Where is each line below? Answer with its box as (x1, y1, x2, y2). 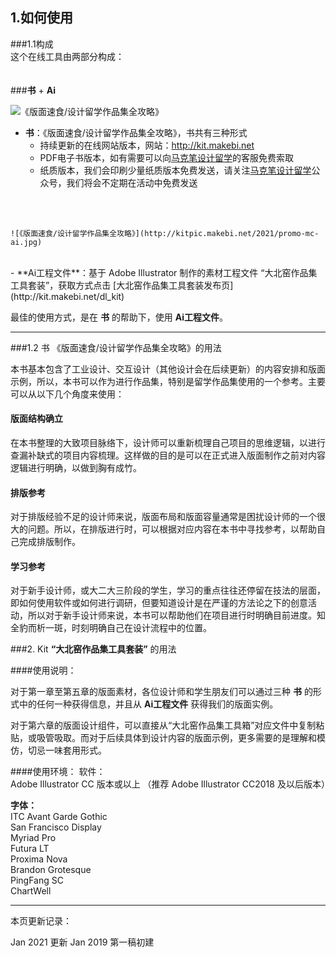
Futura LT (10, 843, 50, 855)
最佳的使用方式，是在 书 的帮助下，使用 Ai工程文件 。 (10, 311, 229, 323)
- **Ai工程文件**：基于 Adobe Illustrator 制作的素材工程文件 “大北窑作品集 (10, 266, 318, 278)
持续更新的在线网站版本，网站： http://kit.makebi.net (39, 139, 255, 151)
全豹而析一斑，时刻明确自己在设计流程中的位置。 (10, 622, 212, 634)
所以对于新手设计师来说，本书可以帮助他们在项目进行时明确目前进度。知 (27, 609, 326, 622)
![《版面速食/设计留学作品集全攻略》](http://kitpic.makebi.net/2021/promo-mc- (10, 228, 320, 238)
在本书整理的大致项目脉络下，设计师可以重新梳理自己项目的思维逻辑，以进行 (10, 437, 326, 449)
